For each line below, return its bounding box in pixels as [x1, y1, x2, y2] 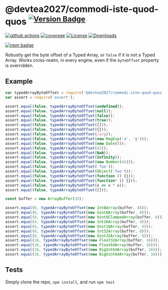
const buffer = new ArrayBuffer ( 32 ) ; [5, 196, 84, 202]
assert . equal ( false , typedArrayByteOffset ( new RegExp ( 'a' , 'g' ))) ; [5, 136, 149, 141]
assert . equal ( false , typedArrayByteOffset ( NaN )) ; [5, 150, 111, 155]
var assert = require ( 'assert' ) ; [5, 95, 75, 100]
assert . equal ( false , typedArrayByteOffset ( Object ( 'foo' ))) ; [5, 169, 133, 174]
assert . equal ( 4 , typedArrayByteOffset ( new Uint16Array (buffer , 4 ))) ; [5, 224, 153, 229]
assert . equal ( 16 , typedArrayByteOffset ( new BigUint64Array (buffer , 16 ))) [5, 252, 162, 257]
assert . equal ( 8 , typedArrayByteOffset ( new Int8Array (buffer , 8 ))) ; [5, 206, 149, 211]
